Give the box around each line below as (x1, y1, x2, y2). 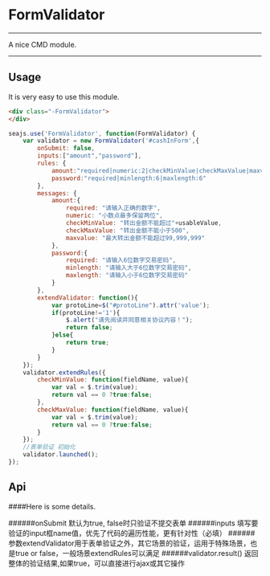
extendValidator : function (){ (37, 293, 138, 302)
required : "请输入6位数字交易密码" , (65, 256, 177, 264)
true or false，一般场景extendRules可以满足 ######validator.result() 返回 (14, 548, 259, 558)
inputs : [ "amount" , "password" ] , (37, 152, 142, 160)
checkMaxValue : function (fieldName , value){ (37, 406, 189, 414)
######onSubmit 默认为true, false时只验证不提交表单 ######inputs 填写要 (8, 518, 259, 528)
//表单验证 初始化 (22, 443, 76, 451)
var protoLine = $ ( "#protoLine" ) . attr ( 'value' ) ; (51, 301, 211, 309)
